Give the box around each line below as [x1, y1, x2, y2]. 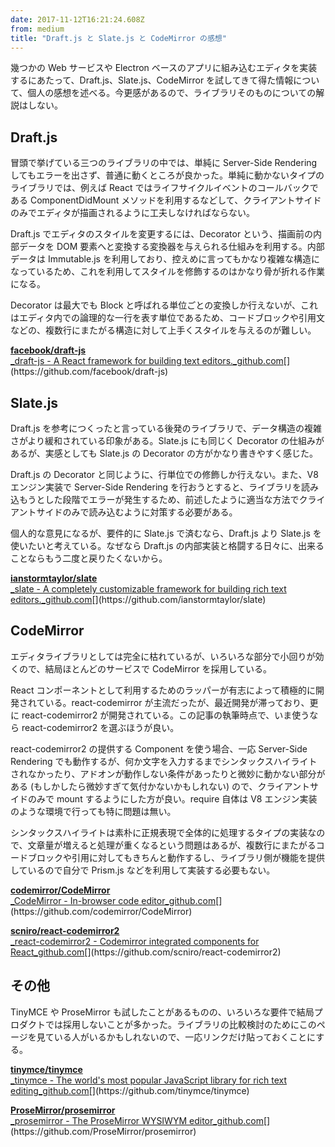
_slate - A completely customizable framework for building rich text [10, 583, 287, 595]
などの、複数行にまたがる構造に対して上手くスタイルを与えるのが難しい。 [10, 324, 317, 336]
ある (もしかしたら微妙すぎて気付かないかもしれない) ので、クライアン [10, 780, 302, 792]
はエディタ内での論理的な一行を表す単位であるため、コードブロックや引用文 [10, 312, 325, 324]
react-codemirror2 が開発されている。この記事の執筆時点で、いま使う [21, 709, 310, 721]
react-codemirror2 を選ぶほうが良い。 [21, 721, 180, 733]
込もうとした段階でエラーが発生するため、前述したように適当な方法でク [10, 494, 308, 505]
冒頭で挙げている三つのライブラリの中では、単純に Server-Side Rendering [10, 157, 318, 169]
